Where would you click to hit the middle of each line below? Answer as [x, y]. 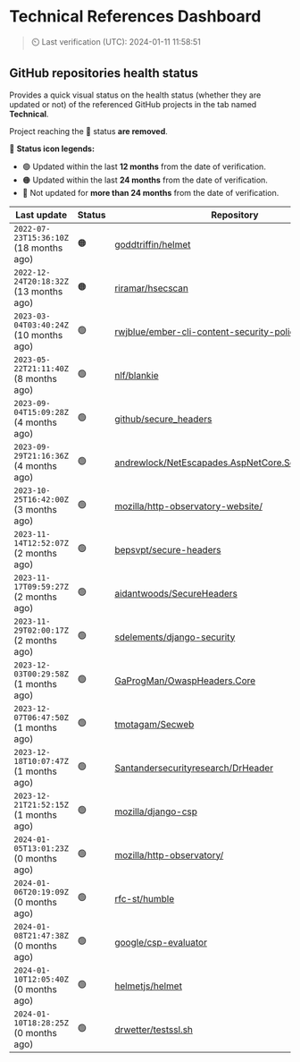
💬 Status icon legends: [52, 149]
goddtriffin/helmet [153, 244]
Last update [42, 215]
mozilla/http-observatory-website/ [189, 506]
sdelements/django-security [175, 637]
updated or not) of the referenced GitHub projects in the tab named [133, 104]
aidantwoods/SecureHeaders [176, 593]
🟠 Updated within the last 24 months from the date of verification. [145, 180]
